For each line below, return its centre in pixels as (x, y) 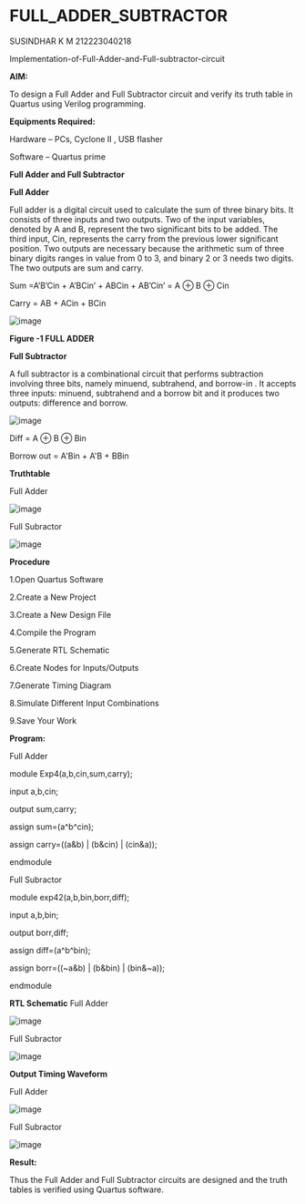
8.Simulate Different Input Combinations (84, 703)
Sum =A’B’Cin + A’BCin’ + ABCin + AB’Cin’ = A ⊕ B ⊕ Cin (119, 285)
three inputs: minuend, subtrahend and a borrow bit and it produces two (145, 393)
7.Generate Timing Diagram (61, 685)
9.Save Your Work (43, 720)
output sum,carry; (43, 808)
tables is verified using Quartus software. (86, 1189)
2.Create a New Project (53, 597)
